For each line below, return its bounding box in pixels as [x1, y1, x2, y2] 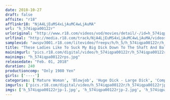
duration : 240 [5, 64, 35, 69]
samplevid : [5, 40, 28, 45]
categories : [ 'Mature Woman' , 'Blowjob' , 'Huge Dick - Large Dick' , [5, 78, 153, 83]
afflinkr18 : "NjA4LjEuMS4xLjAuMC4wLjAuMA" [5, 21, 96, 27]
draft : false [5, 12, 33, 17]
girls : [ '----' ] [5, 73, 39, 78]
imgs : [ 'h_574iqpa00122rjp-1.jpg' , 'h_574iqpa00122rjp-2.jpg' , [5, 87, 142, 92]
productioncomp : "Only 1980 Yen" [5, 69, 76, 74]
